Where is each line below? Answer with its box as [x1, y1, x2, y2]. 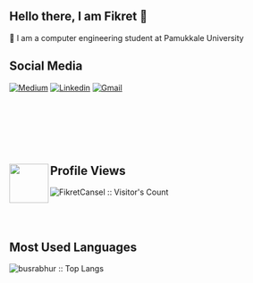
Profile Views [50, 163, 127, 179]
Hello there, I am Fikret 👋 [9, 9, 148, 24]
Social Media [9, 59, 83, 74]
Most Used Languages [9, 239, 137, 254]
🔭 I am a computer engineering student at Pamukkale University [9, 32, 244, 43]
